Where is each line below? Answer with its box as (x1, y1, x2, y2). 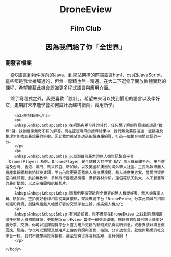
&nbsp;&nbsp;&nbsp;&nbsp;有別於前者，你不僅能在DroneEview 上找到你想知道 (14, 211, 163, 217)
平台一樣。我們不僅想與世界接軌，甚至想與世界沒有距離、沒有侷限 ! (5, 233, 128, 239)
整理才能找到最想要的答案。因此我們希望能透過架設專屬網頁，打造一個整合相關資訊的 (5, 134, 157, 139)
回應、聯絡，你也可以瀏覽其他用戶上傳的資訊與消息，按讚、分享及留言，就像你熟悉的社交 (5, 228, 165, 233)
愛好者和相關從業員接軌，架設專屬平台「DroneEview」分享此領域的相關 (35, 196, 165, 202)
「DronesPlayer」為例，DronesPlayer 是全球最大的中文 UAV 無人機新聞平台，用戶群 (5, 159, 165, 164)
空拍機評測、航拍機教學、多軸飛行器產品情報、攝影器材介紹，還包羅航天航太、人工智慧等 (5, 176, 165, 181)
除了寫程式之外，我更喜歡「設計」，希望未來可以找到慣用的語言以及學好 (10, 96, 160, 102)
